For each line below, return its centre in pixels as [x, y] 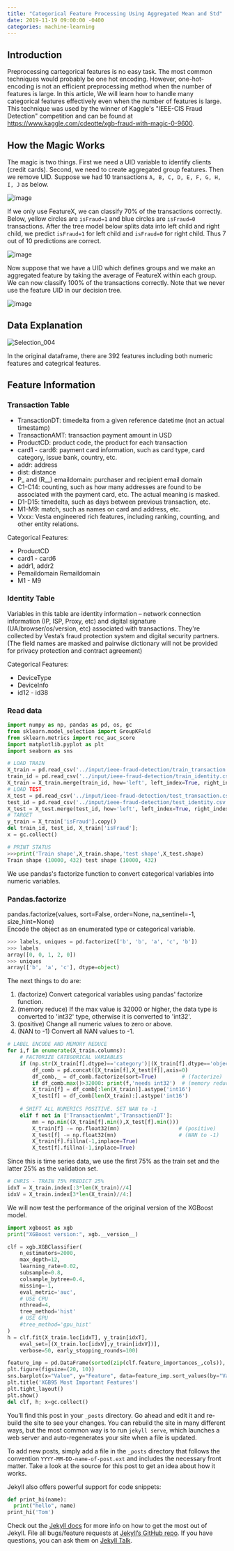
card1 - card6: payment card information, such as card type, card [111, 449]
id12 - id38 [33, 692]
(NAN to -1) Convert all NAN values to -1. [76, 1031]
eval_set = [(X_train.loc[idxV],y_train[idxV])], [90, 1344]
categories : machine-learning [51, 26]
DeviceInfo [33, 685]
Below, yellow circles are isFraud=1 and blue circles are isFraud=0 [101, 219]
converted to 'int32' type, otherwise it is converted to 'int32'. [104, 1017]
